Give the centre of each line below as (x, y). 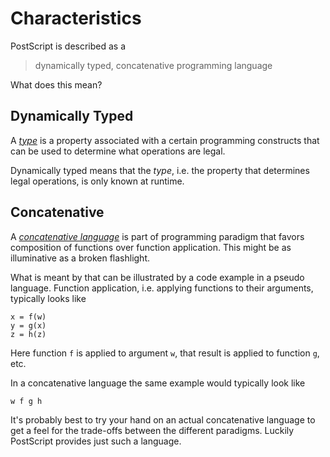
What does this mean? (56, 84)
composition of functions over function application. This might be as (151, 247)
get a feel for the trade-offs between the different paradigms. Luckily (152, 430)
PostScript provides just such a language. (96, 441)
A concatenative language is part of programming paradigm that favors (157, 236)
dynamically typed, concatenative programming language (153, 65)
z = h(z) (28, 334)
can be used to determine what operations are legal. (118, 151)
